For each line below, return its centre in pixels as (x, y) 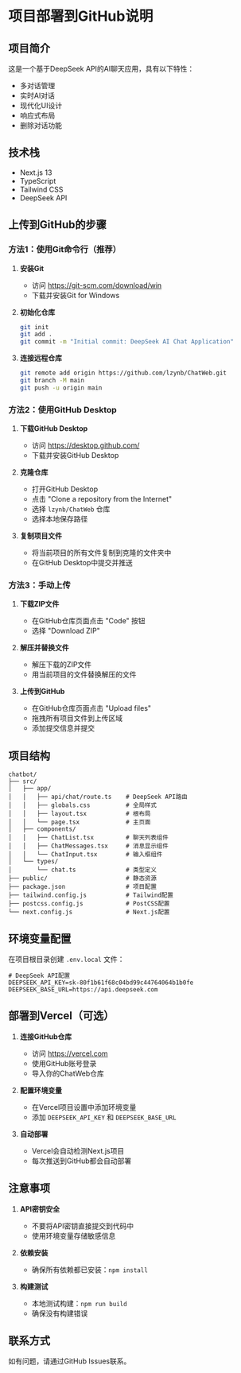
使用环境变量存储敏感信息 (74, 1235)
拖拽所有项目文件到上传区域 (77, 718)
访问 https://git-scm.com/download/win (97, 285)
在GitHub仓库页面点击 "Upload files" (91, 708)
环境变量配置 (40, 939)
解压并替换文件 (44, 648)
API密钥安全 (40, 1208)
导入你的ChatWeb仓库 (68, 1073)
